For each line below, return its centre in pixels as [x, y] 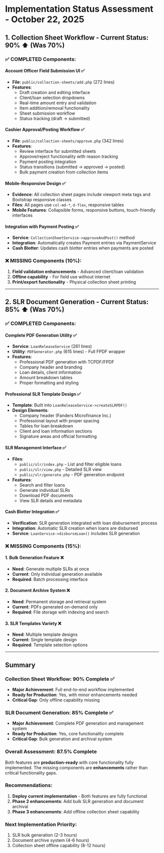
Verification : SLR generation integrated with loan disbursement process [85, 523]
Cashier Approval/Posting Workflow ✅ [45, 130]
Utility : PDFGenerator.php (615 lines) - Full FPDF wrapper [69, 352]
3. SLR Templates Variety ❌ [33, 623]
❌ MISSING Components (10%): [43, 261]
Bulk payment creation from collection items [64, 172]
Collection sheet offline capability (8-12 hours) [59, 846]
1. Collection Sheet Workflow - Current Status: [77, 37]
